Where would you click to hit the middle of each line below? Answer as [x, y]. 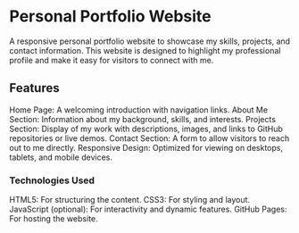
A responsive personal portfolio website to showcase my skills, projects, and [150, 41]
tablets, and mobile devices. [61, 157]
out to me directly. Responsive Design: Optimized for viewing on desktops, [146, 147]
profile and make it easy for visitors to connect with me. [112, 60]
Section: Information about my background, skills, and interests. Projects [143, 119]
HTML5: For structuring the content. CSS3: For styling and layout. [130, 200]
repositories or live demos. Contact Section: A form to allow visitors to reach [149, 138]
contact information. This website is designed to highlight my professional [145, 50]
